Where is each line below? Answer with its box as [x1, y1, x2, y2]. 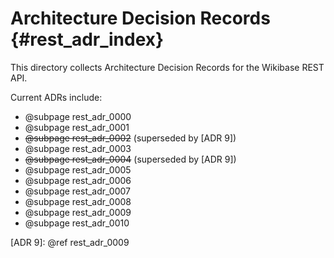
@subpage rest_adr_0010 [24, 217, 130, 229]
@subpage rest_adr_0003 [24, 142, 132, 154]
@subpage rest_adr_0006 [24, 174, 132, 186]
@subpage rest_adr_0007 [24, 185, 131, 197]
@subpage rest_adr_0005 [24, 163, 132, 176]
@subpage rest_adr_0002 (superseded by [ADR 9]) [24, 132, 237, 144]
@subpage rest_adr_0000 [24, 110, 132, 122]
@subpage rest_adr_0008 [24, 195, 132, 207]
